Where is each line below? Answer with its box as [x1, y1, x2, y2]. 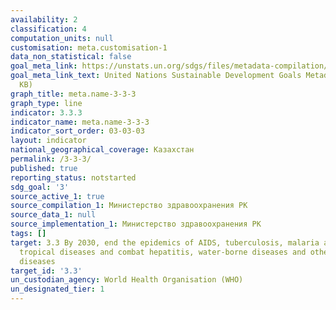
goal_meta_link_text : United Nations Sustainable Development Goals [10, 71, 302, 81]
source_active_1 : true [10, 191, 105, 201]
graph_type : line [10, 98, 83, 108]
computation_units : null [10, 33, 114, 43]
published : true [10, 163, 78, 173]
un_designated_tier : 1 [10, 284, 105, 295]
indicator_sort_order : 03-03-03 [10, 126, 145, 136]
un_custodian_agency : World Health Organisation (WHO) [10, 275, 244, 285]
